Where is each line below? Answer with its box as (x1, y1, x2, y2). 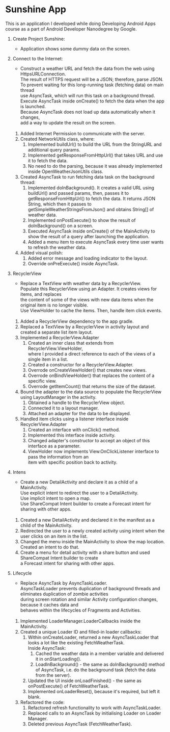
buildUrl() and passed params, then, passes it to (27, 190, 129, 196)
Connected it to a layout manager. (27, 405, 99, 411)
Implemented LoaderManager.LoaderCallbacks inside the (20, 618, 141, 624)
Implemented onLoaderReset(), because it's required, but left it (27, 688, 160, 694)
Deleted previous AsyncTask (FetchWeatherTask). (27, 721, 132, 727)
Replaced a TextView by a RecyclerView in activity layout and (20, 323, 149, 330)
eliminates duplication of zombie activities (20, 591, 108, 597)
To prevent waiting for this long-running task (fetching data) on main (20, 82, 164, 88)
